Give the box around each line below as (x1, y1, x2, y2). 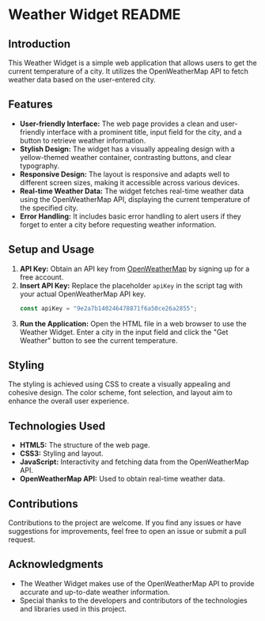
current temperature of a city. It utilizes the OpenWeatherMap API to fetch (8, 67, 249, 76)
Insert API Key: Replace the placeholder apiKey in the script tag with (19, 280, 243, 290)
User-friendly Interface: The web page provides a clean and (19, 119, 219, 128)
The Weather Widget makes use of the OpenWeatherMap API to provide (19, 578, 255, 588)
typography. (19, 161, 60, 170)
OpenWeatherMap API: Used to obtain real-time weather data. (19, 474, 225, 484)
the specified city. (19, 203, 79, 212)
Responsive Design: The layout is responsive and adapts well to (19, 169, 230, 179)
